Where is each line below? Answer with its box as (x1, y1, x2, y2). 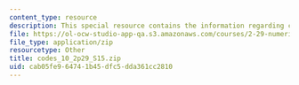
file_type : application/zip (9, 37, 114, 47)
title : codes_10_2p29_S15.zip (9, 54, 122, 63)
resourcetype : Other (9, 46, 86, 55)
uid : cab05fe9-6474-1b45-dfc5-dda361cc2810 (9, 63, 174, 72)
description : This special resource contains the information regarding (9, 21, 285, 30)
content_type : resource (9, 12, 98, 22)
